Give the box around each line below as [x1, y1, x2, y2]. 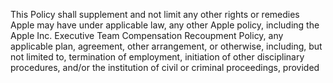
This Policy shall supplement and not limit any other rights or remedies [10, 9, 300, 20]
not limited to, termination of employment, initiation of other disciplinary [10, 51, 305, 63]
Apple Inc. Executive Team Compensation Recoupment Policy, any [10, 30, 284, 41]
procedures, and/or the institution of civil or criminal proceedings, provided [10, 62, 320, 73]
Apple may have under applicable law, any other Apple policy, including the [10, 19, 320, 31]
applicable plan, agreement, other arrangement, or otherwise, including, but [10, 40, 323, 52]
